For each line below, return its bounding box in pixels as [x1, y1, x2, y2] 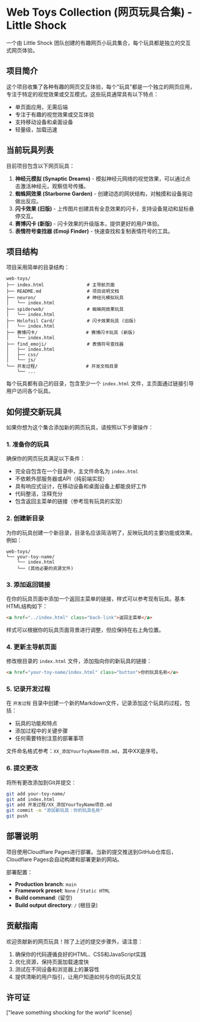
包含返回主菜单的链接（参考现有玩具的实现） [14, 497, 126, 505]
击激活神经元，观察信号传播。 [14, 182, 89, 190]
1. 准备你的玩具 [6, 440, 50, 449]
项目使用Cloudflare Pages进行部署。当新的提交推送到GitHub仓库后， [6, 848, 177, 855]
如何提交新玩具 [6, 406, 62, 417]
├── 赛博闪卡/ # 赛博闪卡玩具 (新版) [6, 329, 136, 336]
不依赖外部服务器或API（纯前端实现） [14, 475, 108, 482]
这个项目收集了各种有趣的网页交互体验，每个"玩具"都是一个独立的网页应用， [6, 83, 196, 90]
